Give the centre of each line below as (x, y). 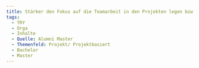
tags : (13, 17)
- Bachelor (25, 50)
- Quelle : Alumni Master (42, 39)
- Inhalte (24, 34)
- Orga (20, 28)
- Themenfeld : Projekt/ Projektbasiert (61, 45)
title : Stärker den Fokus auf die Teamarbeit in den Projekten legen (94, 12)
